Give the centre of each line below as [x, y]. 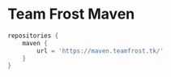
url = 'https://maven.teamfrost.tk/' [100, 51]
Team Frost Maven [71, 14]
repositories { [33, 36]
